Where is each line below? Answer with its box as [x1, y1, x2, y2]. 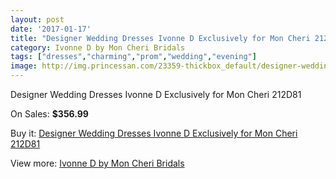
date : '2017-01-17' [10, 24, 92, 34]
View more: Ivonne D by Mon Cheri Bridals [10, 157, 185, 169]
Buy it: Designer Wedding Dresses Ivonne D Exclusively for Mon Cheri [10, 127, 298, 139]
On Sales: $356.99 [10, 108, 89, 120]
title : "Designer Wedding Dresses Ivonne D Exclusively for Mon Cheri [10, 33, 311, 43]
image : [10, 61, 38, 71]
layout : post [10, 14, 65, 25]
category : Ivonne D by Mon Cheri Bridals [10, 42, 186, 53]
